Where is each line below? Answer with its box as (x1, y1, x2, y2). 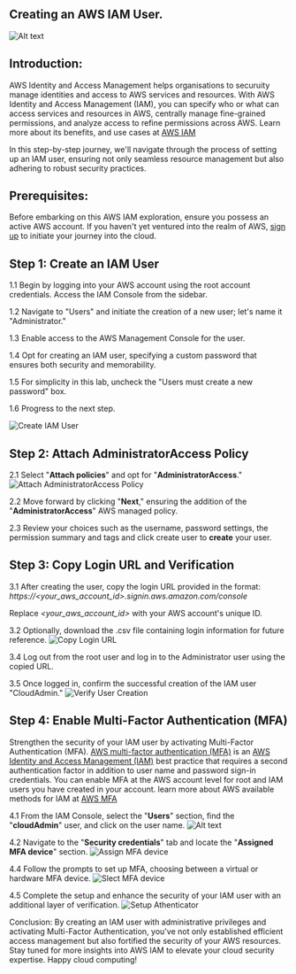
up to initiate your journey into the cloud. (9, 230, 157, 242)
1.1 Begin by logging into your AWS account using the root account (9, 280, 251, 290)
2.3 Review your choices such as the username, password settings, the (9, 522, 269, 534)
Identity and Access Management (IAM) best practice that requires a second (9, 755, 288, 766)
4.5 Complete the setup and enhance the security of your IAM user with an (9, 890, 281, 901)
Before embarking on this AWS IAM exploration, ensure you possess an (9, 212, 269, 222)
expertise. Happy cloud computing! (9, 954, 138, 964)
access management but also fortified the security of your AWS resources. (9, 935, 281, 946)
